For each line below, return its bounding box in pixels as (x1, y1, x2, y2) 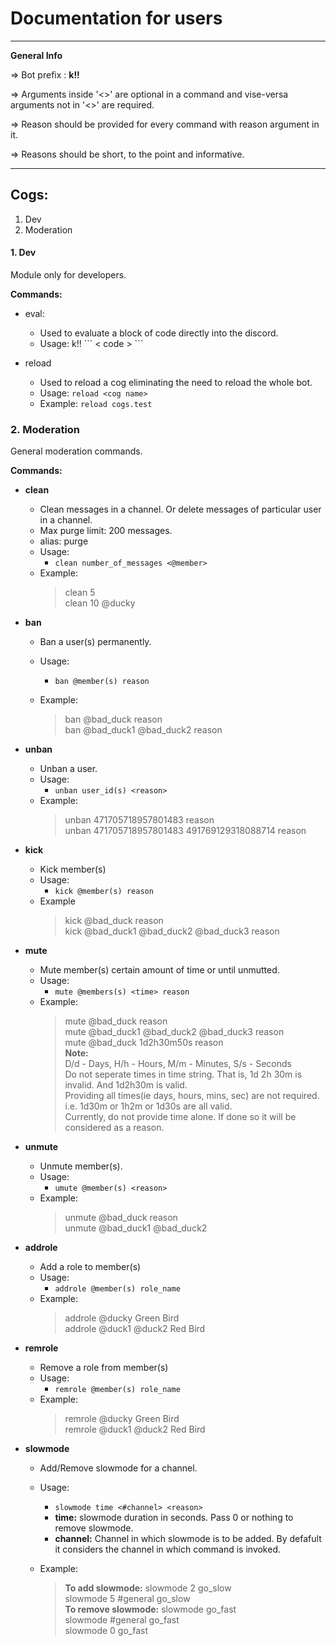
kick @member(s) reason (54, 887, 154, 897)
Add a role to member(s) (39, 1261, 142, 1273)
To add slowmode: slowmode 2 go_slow (64, 1582, 232, 1594)
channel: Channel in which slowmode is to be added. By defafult (54, 1533, 322, 1545)
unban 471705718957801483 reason (64, 814, 215, 826)
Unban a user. (39, 763, 98, 775)
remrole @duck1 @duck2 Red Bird (64, 1423, 206, 1436)
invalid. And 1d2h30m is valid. (64, 1079, 188, 1091)
